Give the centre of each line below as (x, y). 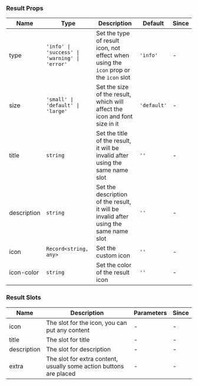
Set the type (113, 34)
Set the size (112, 87)
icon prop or (113, 70)
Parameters (150, 313)
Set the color (114, 265)
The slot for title (68, 340)
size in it (108, 124)
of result (108, 41)
